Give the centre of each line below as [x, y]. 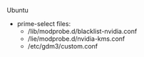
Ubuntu [18, 10]
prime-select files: [44, 24]
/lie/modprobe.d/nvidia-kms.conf [76, 39]
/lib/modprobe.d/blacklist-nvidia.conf [82, 31]
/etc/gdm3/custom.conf [63, 46]
